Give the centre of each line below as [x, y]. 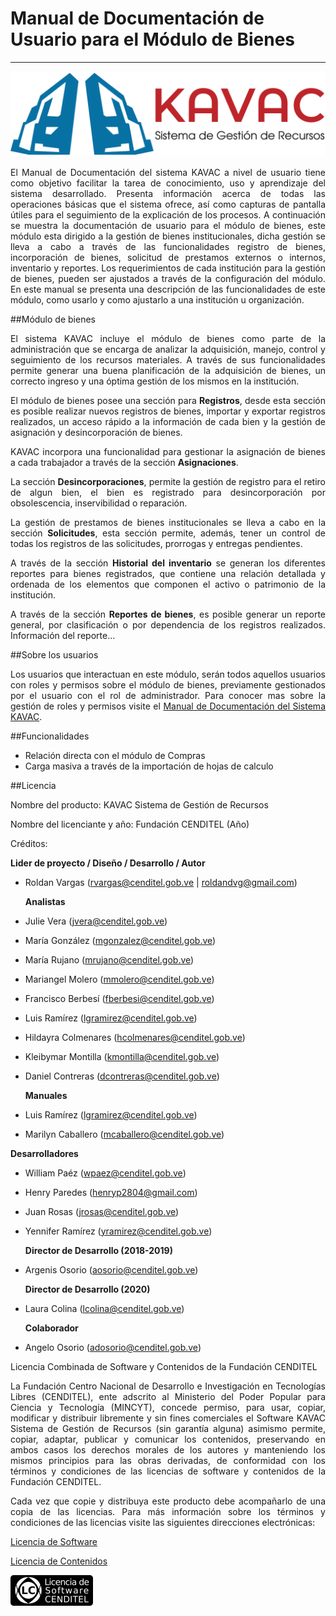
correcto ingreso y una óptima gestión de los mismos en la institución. [155, 381]
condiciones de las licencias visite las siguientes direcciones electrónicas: [163, 1522]
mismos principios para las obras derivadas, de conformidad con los [168, 1460]
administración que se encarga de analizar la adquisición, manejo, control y [168, 349]
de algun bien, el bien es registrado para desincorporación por [168, 492]
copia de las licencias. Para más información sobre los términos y [168, 1511]
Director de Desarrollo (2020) [87, 1289]
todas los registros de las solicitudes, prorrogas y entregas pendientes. [156, 543]
